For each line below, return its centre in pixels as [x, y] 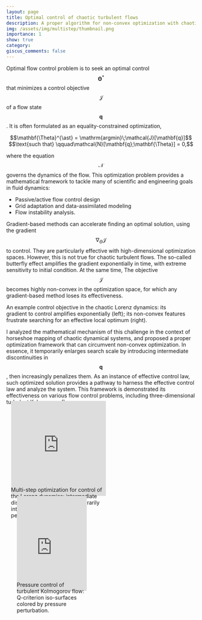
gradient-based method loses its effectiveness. [65, 296]
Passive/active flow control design [57, 200]
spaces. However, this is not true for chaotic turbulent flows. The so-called [99, 258]
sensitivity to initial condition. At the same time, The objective [82, 270]
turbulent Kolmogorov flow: [50, 591]
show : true [20, 40]
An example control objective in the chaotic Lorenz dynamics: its [86, 308]
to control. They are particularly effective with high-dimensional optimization [101, 251]
